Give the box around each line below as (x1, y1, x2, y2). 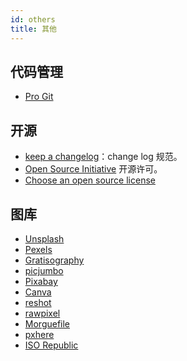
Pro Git (24, 91, 54, 103)
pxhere (24, 328, 55, 340)
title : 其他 (10, 24, 57, 34)
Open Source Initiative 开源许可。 (24, 163, 163, 175)
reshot (24, 296, 52, 308)
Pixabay (24, 275, 58, 287)
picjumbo (24, 264, 64, 276)
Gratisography (24, 254, 85, 266)
